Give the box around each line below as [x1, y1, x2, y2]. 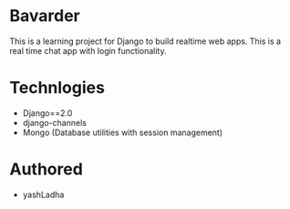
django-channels [22, 117, 87, 128]
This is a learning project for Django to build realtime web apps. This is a [9, 36, 281, 47]
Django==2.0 [22, 107, 73, 119]
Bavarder [9, 5, 80, 26]
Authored [9, 159, 84, 180]
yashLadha [22, 189, 65, 200]
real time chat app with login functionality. [9, 45, 167, 56]
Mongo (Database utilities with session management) [22, 127, 223, 138]
